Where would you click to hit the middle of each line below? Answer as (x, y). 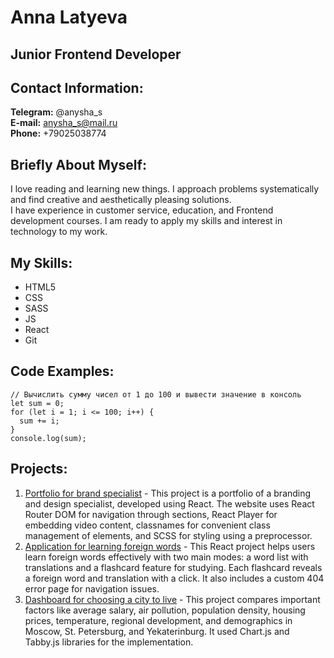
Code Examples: (62, 371)
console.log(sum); (48, 438)
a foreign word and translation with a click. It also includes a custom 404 (174, 578)
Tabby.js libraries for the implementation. (109, 642)
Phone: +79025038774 (58, 133)
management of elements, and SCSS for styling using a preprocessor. (168, 535)
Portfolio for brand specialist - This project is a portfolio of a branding (168, 493)
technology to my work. (59, 232)
